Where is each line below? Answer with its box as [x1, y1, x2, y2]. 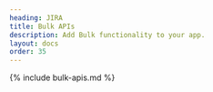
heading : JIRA [9, 13, 64, 23]
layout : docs [9, 38, 59, 48]
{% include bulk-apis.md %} [9, 72, 116, 83]
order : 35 [9, 47, 47, 56]
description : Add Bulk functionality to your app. [9, 30, 206, 39]
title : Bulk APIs [9, 22, 76, 31]
